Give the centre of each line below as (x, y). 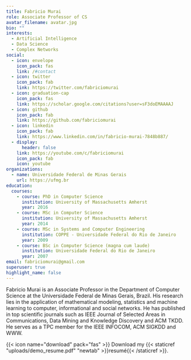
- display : (25, 142)
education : (19, 186)
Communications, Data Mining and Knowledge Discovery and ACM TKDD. (95, 320)
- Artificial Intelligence (44, 39)
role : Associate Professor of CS (47, 17)
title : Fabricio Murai (34, 11)
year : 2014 (35, 224)
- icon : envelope (32, 60)
